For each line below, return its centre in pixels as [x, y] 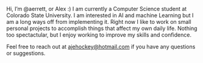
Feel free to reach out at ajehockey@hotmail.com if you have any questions [101, 46]
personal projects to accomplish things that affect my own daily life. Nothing [102, 28]
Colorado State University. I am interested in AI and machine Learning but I [100, 15]
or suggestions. [26, 53]
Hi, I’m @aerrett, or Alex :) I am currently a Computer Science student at [97, 9]
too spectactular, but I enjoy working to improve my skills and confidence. [99, 35]
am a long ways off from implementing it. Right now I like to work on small [99, 22]
